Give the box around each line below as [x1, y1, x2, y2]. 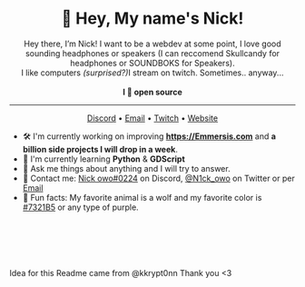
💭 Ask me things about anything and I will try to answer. [22, 163, 231, 173]
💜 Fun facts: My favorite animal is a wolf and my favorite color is [22, 192, 262, 203]
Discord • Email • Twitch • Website [86, 113, 219, 124]
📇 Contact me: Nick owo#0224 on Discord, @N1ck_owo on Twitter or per [22, 173, 295, 183]
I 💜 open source [122, 86, 183, 97]
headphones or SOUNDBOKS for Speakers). [70, 57, 235, 68]
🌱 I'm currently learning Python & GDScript [22, 153, 186, 164]
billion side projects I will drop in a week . [22, 143, 179, 154]
